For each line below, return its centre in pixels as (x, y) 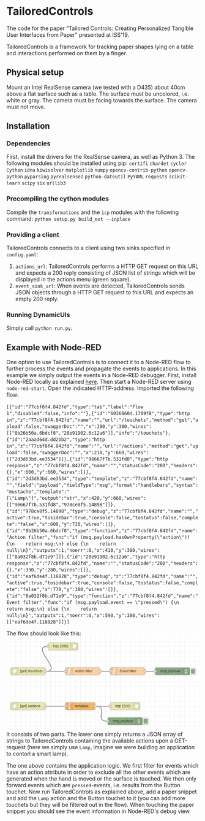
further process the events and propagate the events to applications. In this (101, 368)
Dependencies (28, 143)
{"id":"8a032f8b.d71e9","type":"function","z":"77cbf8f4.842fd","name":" (102, 596)
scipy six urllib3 (43, 183)
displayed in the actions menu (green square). (73, 280)
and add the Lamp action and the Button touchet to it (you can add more (96, 798)
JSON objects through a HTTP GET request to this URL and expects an (104, 292)
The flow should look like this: (44, 633)
